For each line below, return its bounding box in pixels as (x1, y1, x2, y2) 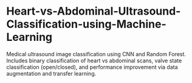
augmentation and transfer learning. (6, 70, 97, 77)
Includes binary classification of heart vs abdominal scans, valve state (6, 57, 182, 64)
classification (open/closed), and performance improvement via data (6, 63, 178, 71)
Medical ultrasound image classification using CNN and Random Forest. (6, 50, 187, 57)
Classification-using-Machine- (6, 17, 166, 31)
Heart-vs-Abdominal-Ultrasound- (6, 4, 181, 18)
